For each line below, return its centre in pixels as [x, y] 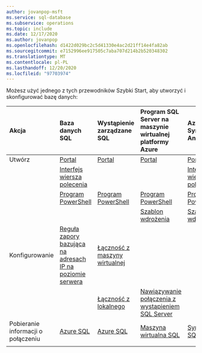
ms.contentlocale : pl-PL [37, 62]
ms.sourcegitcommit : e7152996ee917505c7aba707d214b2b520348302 [87, 51]
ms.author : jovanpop [32, 40]
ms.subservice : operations [40, 23]
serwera [71, 282]
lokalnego [111, 307]
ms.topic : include [29, 29]
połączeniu [25, 339]
